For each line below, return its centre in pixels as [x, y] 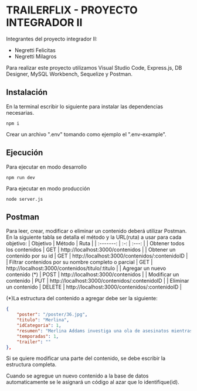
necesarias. [20, 112]
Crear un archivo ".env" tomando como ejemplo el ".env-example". [86, 134]
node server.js [25, 199]
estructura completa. [31, 365]
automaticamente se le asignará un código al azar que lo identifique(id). [93, 382]
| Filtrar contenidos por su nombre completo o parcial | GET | [79, 262]
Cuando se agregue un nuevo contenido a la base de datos [77, 376]
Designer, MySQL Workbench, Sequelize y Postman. [69, 74]
